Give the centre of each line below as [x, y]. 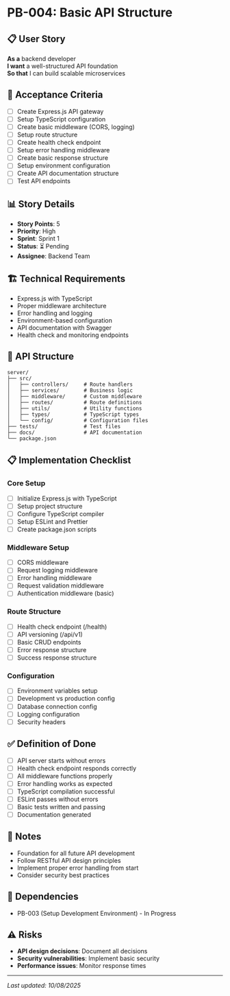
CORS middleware [43, 563]
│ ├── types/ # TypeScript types [73, 414]
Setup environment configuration [64, 165]
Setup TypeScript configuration [61, 119]
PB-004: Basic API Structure [90, 13]
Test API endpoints [43, 181]
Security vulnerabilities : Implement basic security [88, 958]
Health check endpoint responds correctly [77, 768]
